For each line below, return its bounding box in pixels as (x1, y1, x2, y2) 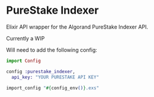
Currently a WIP (6, 35, 45, 42)
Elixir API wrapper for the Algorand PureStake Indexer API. (6, 23, 149, 30)
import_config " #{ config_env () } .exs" (6, 85, 100, 91)
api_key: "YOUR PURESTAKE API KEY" (11, 74, 100, 80)
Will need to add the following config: (6, 46, 98, 54)
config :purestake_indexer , (6, 68, 76, 74)
